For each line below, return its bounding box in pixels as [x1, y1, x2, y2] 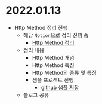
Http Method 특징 [32, 61, 75, 69]
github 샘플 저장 [41, 84, 79, 91]
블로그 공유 [23, 91, 49, 99]
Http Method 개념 [32, 54, 75, 61]
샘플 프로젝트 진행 [32, 76, 74, 84]
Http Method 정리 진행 [14, 24, 68, 31]
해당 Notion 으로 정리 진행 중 [23, 31, 89, 39]
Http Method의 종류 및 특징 [32, 69, 97, 76]
